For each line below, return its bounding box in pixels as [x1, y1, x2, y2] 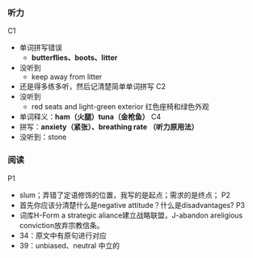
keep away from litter [31, 72, 103, 82]
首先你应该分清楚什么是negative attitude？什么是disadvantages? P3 [19, 200, 246, 209]
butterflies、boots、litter [31, 53, 118, 62]
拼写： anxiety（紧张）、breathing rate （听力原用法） [19, 122, 199, 132]
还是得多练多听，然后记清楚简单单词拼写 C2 [19, 82, 167, 91]
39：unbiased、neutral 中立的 [19, 240, 120, 250]
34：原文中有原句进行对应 [19, 231, 107, 240]
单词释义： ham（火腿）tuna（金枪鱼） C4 [19, 112, 162, 122]
